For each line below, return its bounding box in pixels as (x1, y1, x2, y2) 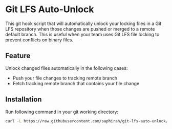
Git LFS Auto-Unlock (5, 4, 94, 15)
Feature (5, 51, 31, 60)
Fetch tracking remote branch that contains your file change (12, 80, 140, 86)
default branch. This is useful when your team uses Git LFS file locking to (5, 31, 160, 37)
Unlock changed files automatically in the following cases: (5, 65, 128, 71)
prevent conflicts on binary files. (5, 37, 73, 43)
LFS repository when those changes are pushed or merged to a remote (5, 25, 155, 32)
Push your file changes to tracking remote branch (12, 75, 118, 81)
